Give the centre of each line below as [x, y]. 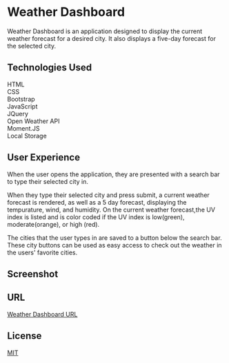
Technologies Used [49, 67]
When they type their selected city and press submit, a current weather [109, 195]
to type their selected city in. [48, 181]
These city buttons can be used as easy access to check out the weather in [114, 245]
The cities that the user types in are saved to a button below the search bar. [114, 238]
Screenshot [33, 274]
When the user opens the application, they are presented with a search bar [113, 174]
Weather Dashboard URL [42, 314]
